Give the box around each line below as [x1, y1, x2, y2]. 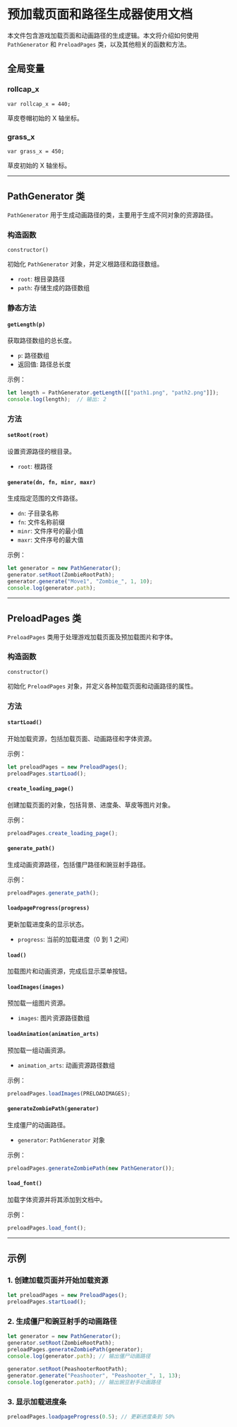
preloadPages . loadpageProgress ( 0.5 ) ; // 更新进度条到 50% [7, 1413, 175, 1420]
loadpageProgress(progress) [7, 904, 90, 912]
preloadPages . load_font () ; [7, 1224, 87, 1231]
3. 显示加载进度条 [7, 1397, 67, 1406]
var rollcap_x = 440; [7, 100, 71, 107]
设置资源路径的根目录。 [7, 447, 75, 456]
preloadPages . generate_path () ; [7, 890, 99, 897]
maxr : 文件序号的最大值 [17, 535, 84, 544]
